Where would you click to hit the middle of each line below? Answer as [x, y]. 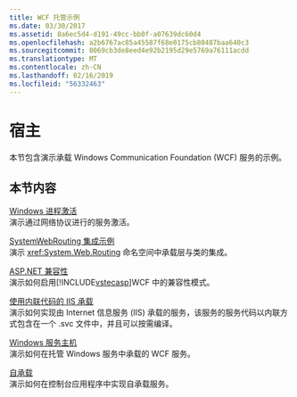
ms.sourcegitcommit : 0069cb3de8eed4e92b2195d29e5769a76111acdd [129, 51]
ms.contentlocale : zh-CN [55, 68]
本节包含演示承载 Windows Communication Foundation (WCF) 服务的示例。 [148, 157]
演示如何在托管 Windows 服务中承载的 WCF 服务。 [103, 354]
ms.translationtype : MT [54, 59]
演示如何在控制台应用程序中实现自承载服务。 [91, 384]
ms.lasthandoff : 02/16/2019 [62, 76]
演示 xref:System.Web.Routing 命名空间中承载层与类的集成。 [121, 252]
